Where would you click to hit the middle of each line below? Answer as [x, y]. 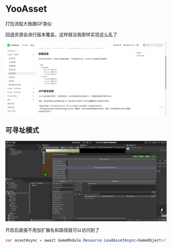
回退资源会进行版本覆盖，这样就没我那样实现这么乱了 [61, 34]
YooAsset [26, 9]
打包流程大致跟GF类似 [29, 23]
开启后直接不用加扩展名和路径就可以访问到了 [52, 230]
